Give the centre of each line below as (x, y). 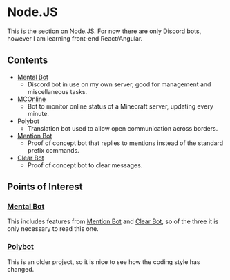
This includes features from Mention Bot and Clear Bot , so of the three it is (113, 221)
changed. (21, 269)
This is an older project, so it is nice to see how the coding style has (104, 262)
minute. (38, 113)
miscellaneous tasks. (57, 91)
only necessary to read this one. (53, 229)
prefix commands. (53, 150)
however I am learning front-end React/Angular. (75, 38)
